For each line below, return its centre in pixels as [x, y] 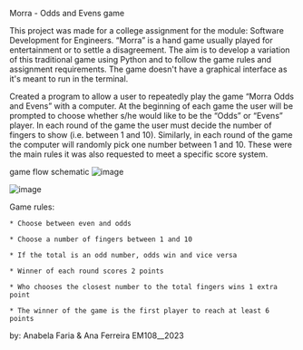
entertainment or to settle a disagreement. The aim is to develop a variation [150, 50]
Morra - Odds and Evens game [67, 13]
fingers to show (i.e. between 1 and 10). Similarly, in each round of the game [151, 135]
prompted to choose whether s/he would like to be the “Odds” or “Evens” [146, 116]
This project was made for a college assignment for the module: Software [147, 30]
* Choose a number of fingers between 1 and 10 [101, 239]
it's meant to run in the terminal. [69, 79]
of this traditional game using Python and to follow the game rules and [141, 59]
